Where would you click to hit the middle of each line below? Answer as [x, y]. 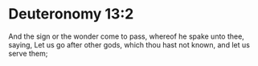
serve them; [28, 53]
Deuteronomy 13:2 [71, 14]
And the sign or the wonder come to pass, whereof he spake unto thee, [127, 36]
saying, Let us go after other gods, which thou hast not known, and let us [129, 44]
